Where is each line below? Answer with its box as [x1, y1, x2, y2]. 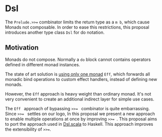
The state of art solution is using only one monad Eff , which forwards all [5, 71, 150, 77]
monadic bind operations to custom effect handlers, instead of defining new [5, 76, 157, 82]
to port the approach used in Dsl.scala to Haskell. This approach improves [5, 121, 153, 127]
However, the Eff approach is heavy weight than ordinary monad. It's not [5, 91, 151, 97]
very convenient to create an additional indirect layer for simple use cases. [5, 96, 155, 102]
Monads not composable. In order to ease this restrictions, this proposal [5, 24, 149, 30]
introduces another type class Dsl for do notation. [5, 29, 105, 35]
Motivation [5, 43, 39, 52]
